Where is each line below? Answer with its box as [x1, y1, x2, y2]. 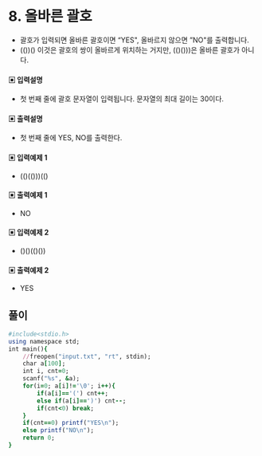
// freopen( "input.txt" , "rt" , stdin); [22, 352, 151, 360]
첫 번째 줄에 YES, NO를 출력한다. [19, 133, 123, 143]
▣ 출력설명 [8, 113, 43, 124]
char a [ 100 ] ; [22, 360, 66, 368]
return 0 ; [22, 434, 56, 442]
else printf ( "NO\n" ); [22, 427, 94, 434]
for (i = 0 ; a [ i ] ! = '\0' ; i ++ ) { [22, 382, 115, 391]
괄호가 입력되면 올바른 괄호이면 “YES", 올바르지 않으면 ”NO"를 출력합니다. [19, 35, 249, 45]
